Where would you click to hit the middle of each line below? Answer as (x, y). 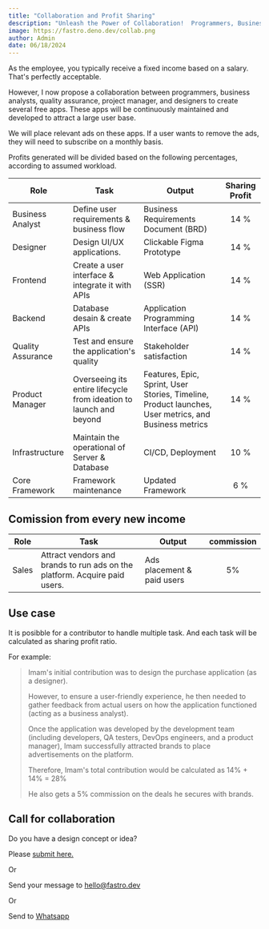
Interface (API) (171, 328)
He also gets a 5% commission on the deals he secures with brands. (141, 794)
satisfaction (166, 356)
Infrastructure (38, 452)
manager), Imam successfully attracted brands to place (119, 746)
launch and (94, 409)
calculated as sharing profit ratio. (63, 641)
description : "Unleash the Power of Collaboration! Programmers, (121, 23)
